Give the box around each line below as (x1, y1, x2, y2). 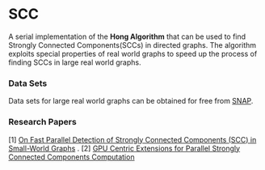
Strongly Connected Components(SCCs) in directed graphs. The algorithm (8, 40, 257, 49)
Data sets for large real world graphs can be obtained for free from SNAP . (8, 96, 254, 106)
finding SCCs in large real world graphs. (8, 57, 141, 67)
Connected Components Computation (8, 151, 135, 162)
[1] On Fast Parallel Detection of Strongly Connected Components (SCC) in (8, 134, 257, 144)
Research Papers (8, 117, 77, 128)
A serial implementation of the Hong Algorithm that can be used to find (8, 32, 246, 41)
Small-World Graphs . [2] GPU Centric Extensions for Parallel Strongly (8, 143, 241, 153)
